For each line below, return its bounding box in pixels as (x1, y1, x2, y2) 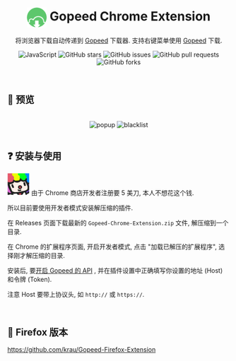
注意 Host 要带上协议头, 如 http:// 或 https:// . (7, 290, 145, 298)
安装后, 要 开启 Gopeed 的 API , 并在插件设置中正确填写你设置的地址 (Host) (7, 266, 223, 275)
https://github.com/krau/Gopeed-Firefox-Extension (7, 345, 156, 354)
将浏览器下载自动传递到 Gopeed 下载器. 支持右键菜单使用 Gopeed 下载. (15, 36, 223, 45)
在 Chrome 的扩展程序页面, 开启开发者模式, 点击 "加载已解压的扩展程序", (7, 242, 218, 251)
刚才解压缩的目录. (13, 251, 66, 259)
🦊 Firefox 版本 (7, 326, 69, 338)
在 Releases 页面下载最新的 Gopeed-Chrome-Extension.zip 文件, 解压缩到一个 (7, 218, 229, 227)
